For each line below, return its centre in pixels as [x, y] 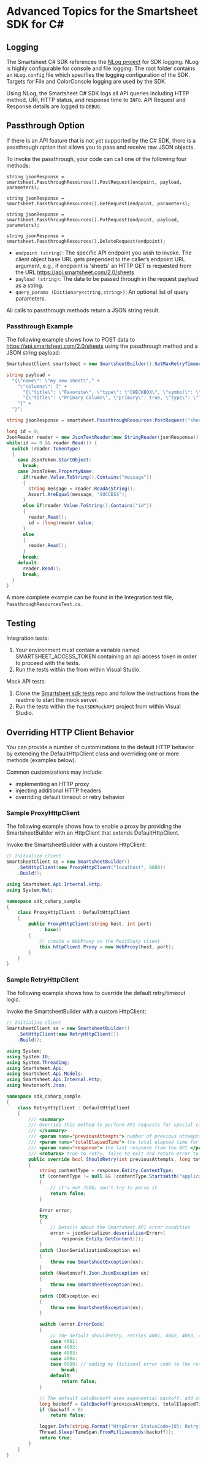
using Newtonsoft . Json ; [37, 1085]
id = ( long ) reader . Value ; [62, 523]
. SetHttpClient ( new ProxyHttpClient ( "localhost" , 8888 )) [92, 868]
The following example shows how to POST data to [71, 340]
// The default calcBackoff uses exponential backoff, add [116, 1398]
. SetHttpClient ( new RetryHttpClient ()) [68, 1034]
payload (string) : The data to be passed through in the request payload [107, 278]
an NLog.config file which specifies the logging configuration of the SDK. [98, 75]
